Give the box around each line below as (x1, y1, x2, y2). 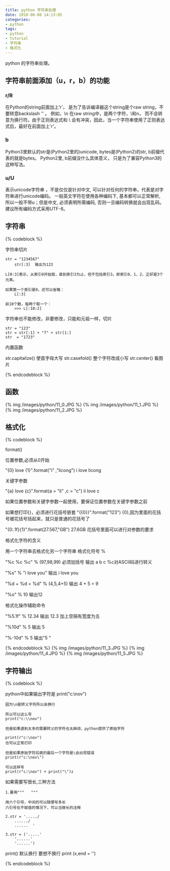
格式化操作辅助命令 (5, 602, 46, 609)
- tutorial (5, 36, 28, 41)
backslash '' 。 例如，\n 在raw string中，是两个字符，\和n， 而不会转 (18, 111, 163, 117)
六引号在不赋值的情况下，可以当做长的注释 (5, 805, 81, 810)
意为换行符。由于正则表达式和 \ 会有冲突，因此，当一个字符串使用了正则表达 (5, 117, 165, 123)
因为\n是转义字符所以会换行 (5, 702, 56, 707)
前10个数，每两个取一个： (5, 301, 52, 306)
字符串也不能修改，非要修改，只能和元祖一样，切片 (5, 315, 112, 322)
